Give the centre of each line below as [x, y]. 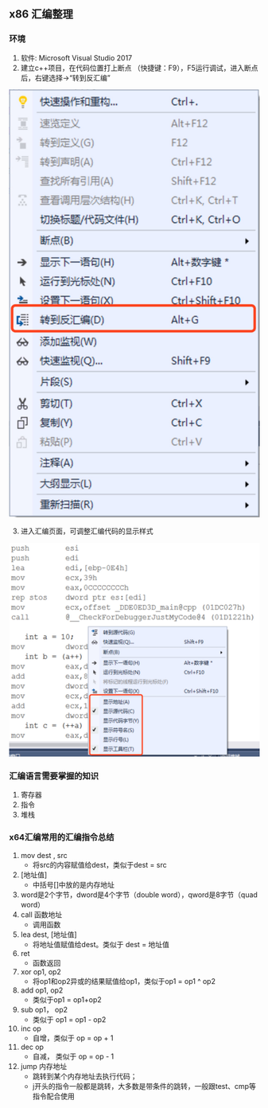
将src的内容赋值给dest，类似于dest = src [99, 864]
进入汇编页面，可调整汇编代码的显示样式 [87, 531]
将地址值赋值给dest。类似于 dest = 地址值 [101, 944]
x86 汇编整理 [41, 14]
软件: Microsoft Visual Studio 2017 [76, 57]
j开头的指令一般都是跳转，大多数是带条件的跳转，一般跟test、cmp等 [144, 1086]
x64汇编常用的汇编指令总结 [62, 837]
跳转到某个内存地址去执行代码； [85, 1076]
